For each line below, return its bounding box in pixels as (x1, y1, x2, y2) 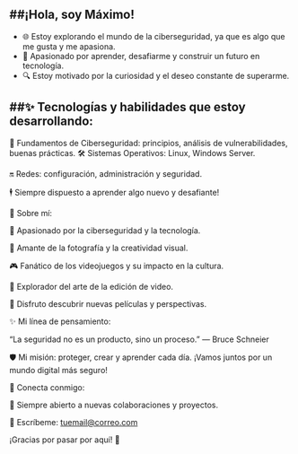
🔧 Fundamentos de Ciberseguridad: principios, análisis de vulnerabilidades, (9, 137, 288, 148)
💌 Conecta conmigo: (9, 381, 85, 393)
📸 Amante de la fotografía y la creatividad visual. (9, 242, 188, 253)
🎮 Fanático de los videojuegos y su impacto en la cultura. (9, 260, 224, 271)
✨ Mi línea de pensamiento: (9, 316, 111, 327)
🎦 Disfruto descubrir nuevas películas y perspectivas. (9, 298, 207, 309)
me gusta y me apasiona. (22, 40, 116, 52)
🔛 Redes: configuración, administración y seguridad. (9, 168, 203, 179)
